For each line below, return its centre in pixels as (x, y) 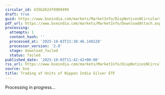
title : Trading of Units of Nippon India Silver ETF (60, 73)
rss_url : (14, 64)
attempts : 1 (22, 32)
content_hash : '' (27, 37)
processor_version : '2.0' (36, 46)
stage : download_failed (34, 50)
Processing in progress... (30, 87)
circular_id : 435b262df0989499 (37, 10)
